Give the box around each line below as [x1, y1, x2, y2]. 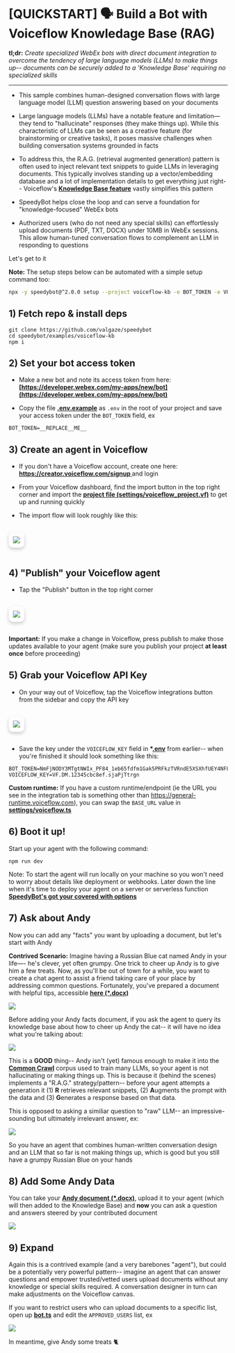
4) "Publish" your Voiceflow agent [8, 567, 161, 578]
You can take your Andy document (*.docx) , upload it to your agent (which [8, 1194, 225, 1202]
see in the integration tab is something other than [8, 791, 149, 799]
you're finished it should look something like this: [18, 752, 159, 760]
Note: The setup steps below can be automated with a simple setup [8, 268, 203, 276]
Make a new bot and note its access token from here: [18, 375, 172, 384]
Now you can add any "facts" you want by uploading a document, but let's [8, 930, 222, 939]
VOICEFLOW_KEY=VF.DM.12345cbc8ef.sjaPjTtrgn [8, 771, 140, 778]
